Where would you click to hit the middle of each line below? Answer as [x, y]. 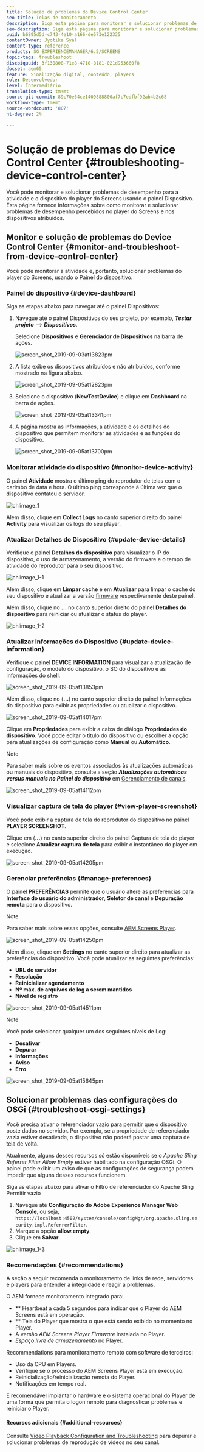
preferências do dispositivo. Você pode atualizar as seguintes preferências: [100, 958]
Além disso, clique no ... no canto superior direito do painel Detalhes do [97, 607]
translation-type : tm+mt [38, 91]
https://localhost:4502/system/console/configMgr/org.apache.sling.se [106, 1218]
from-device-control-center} [63, 256]
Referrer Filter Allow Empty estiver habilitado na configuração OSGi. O [94, 1162]
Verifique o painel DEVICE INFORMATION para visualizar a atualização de [99, 662]
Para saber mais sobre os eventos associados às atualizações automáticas [100, 766]
